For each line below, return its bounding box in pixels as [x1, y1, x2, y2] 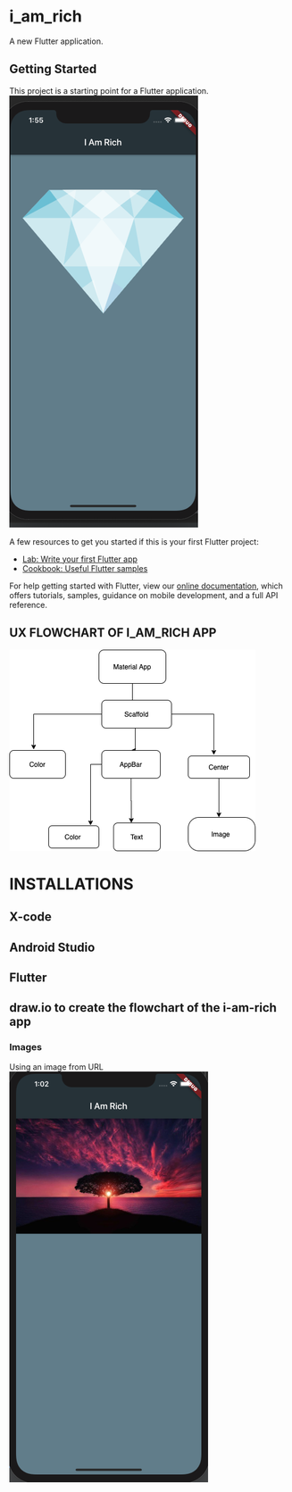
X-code [9, 909, 52, 925]
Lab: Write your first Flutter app [21, 554, 138, 564]
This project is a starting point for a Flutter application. [9, 85, 209, 96]
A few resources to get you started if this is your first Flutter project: [9, 536, 259, 546]
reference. [9, 599, 47, 610]
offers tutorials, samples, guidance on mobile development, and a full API [9, 589, 279, 600]
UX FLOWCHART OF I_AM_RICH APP [9, 625, 217, 640]
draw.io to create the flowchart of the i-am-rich [9, 1000, 277, 1015]
